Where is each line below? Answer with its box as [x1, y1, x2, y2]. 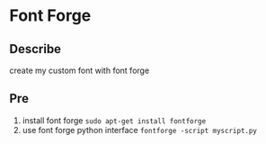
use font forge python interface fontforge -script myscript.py [22, 124, 258, 135]
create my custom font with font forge [9, 65, 150, 76]
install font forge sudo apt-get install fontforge [22, 114, 207, 126]
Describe [9, 41, 61, 57]
